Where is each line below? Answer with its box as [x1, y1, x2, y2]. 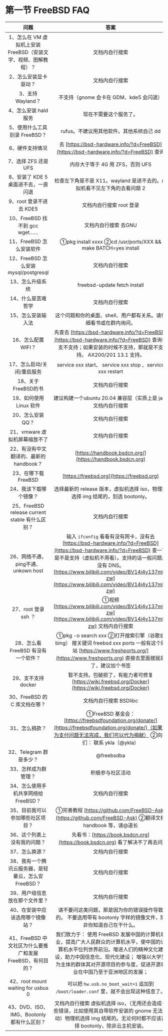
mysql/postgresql [7, 269, 49, 276]
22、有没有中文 [9, 445, 46, 452]
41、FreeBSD [8, 934, 41, 941]
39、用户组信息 [9, 889, 46, 896]
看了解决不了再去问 [117, 839, 163, 846]
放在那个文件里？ [8, 897, 48, 904]
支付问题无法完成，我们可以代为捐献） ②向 [58, 731, 162, 738]
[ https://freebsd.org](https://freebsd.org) [62, 472, 159, 479]
